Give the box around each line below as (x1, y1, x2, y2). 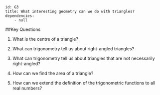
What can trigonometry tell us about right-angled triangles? (12, 46, 135, 52)
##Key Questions (5, 26, 41, 32)
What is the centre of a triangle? (12, 36, 79, 42)
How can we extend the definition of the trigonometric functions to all (12, 80, 156, 86)
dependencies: (5, 13, 35, 18)
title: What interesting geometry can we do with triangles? (5, 9, 135, 14)
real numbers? (12, 85, 42, 91)
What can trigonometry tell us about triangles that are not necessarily (12, 55, 156, 61)
